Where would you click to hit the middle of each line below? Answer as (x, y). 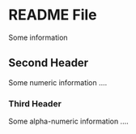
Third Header (35, 103)
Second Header (49, 63)
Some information (38, 37)
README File (53, 15)
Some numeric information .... (58, 82)
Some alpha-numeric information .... (69, 121)
